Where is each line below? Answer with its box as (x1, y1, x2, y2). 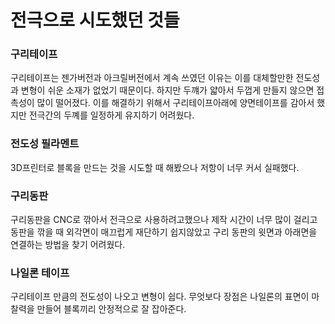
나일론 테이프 (10, 266, 70, 280)
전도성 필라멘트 (10, 137, 80, 151)
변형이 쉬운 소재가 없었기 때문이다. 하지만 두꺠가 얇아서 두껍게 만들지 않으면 (20, 84, 315, 96)
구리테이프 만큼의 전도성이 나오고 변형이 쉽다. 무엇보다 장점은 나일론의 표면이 (10, 291, 310, 303)
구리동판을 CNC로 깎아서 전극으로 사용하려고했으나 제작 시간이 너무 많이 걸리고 (10, 214, 318, 226)
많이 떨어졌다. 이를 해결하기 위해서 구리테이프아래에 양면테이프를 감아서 (36, 97, 315, 109)
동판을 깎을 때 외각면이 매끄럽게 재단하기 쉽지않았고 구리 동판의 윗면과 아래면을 (10, 226, 318, 238)
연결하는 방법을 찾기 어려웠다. (10, 239, 126, 251)
